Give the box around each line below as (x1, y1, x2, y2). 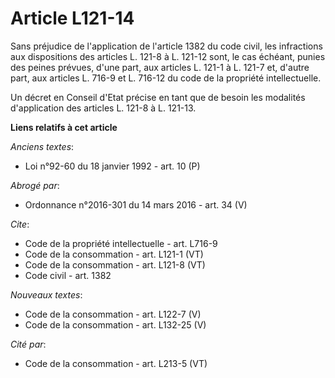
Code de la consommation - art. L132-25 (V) (24, 318, 207, 331)
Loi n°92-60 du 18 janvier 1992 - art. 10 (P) (24, 160, 201, 172)
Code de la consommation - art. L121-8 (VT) (24, 258, 206, 271)
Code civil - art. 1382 (24, 269, 112, 281)
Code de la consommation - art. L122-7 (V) (24, 308, 202, 320)
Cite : (10, 218, 30, 230)
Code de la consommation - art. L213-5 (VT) (24, 357, 208, 369)
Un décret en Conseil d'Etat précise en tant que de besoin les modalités (10, 91, 306, 103)
